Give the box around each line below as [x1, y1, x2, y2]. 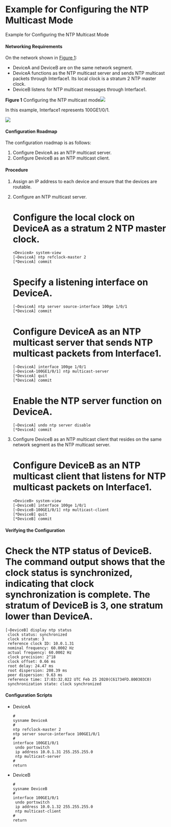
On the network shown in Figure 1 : [5, 55, 78, 61]
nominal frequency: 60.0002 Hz [7, 645, 74, 651]
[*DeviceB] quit [12, 512, 47, 517]
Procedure [5, 167, 28, 173]
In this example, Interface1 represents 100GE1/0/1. [5, 107, 110, 113]
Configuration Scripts [5, 692, 53, 698]
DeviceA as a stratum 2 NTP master [12, 222, 166, 234]
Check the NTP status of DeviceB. [5, 545, 152, 557]
